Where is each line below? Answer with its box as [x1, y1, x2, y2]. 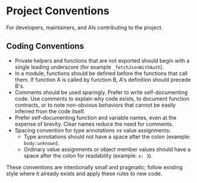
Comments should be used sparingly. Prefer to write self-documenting [14, 88, 188, 96]
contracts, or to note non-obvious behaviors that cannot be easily [14, 101, 176, 108]
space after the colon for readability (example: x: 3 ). [23, 152, 153, 159]
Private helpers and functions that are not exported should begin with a [14, 57, 190, 64]
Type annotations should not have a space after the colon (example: [23, 133, 190, 140]
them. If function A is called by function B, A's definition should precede [14, 76, 192, 83]
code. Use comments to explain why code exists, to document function [14, 95, 189, 102]
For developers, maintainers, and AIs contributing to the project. [6, 24, 163, 31]
